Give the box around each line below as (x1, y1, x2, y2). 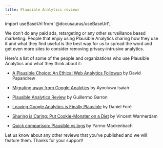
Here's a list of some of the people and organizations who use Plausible (5, 55, 149, 61)
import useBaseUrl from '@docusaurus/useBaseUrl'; (5, 21, 111, 26)
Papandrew (12, 75, 36, 81)
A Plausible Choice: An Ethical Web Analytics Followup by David (12, 70, 141, 76)
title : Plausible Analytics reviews (5, 7, 80, 12)
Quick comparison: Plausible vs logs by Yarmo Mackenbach (12, 123, 133, 128)
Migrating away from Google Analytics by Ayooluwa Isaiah (12, 84, 129, 91)
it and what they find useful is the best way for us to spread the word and (5, 40, 152, 47)
